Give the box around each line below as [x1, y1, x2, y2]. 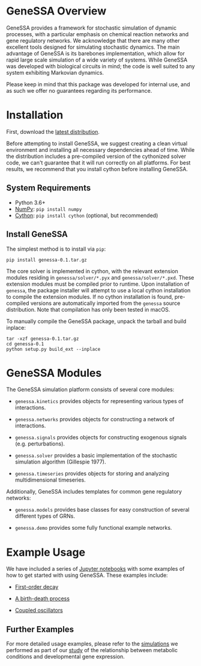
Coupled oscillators [14, 607, 63, 614]
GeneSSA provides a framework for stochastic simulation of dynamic [6, 24, 177, 31]
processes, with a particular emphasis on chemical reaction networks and [6, 30, 189, 37]
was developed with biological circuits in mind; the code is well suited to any [6, 62, 195, 70]
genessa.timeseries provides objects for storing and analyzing [14, 470, 170, 477]
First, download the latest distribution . [6, 128, 100, 135]
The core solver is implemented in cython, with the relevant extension [6, 267, 178, 275]
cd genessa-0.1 [6, 341, 44, 347]
